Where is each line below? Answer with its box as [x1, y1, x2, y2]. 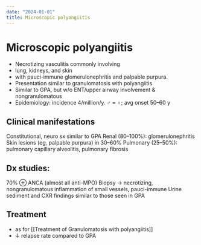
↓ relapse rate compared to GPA [14, 232, 97, 239]
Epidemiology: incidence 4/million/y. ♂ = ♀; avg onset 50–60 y [14, 99, 171, 106]
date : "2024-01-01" [6, 8, 56, 15]
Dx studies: [6, 163, 50, 173]
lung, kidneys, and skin [14, 67, 72, 74]
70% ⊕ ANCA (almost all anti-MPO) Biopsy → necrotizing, [6, 179, 153, 186]
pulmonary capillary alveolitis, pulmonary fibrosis [6, 146, 129, 153]
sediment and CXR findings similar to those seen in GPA [6, 192, 145, 200]
